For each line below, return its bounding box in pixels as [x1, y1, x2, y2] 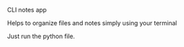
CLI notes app [7, 6, 47, 14]
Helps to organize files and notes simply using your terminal [7, 19, 177, 27]
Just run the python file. [7, 32, 75, 40]
